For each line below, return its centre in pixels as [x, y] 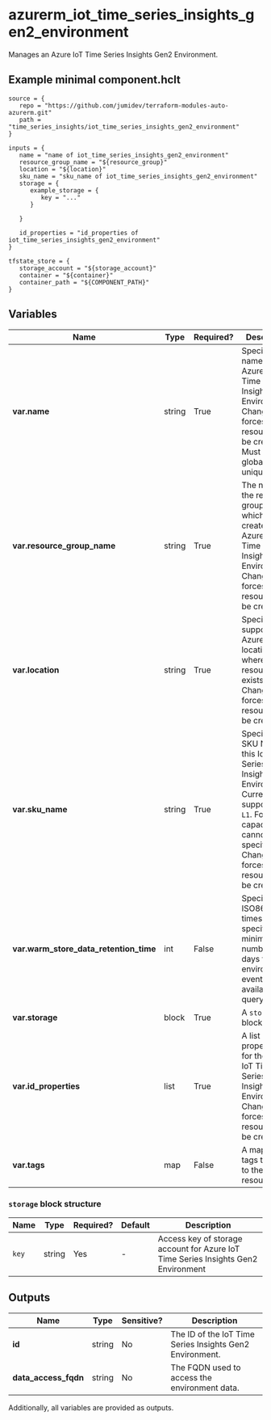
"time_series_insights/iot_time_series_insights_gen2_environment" [124, 127]
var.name [31, 411]
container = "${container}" [66, 275]
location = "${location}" [63, 169]
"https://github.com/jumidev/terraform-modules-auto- [136, 105]
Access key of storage [200, 1238]
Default [135, 1224]
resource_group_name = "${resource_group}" [93, 162]
